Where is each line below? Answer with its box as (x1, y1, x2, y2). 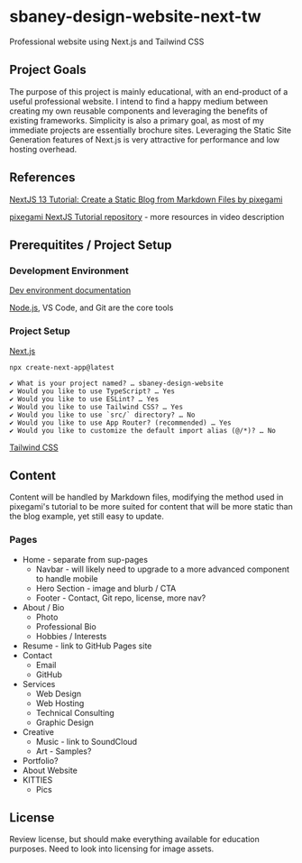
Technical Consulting (35, 707, 114, 718)
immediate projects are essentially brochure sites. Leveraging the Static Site (9, 124, 291, 135)
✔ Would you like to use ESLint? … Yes (9, 394, 160, 403)
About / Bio (22, 601, 65, 612)
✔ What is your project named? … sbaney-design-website (9, 379, 224, 388)
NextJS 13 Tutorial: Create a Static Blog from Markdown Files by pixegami (9, 194, 283, 205)
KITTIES (22, 774, 53, 785)
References (9, 170, 76, 186)
